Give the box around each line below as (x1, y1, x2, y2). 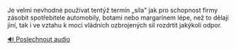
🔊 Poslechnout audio (7, 35, 71, 43)
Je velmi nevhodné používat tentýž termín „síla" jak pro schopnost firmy (7, 6, 218, 14)
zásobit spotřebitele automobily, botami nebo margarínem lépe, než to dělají (7, 13, 229, 22)
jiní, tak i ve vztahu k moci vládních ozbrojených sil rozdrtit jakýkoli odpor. (7, 21, 222, 29)
